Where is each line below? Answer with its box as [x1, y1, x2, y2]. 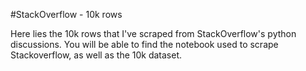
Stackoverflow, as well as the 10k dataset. [10, 49, 183, 61]
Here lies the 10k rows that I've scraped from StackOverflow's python [10, 28, 297, 39]
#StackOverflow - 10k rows [10, 9, 123, 20]
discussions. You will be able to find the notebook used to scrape [10, 39, 279, 50]
